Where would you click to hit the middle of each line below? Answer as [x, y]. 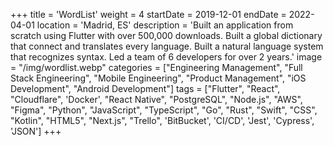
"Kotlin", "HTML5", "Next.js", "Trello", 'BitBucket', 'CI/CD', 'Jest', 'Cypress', [162, 120]
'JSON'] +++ [36, 131]
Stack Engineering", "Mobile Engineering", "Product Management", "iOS [158, 78]
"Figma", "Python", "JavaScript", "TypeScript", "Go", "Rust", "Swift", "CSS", [164, 110]
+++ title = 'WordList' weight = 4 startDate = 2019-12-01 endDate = [148, 14]
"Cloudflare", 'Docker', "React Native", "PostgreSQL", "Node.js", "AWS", [156, 99]
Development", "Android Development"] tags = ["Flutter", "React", [145, 88]
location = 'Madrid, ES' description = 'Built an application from [165, 25]
